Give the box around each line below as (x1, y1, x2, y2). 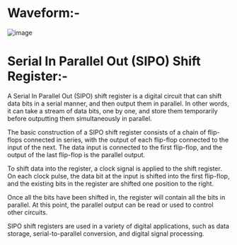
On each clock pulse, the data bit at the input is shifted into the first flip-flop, (7, 171, 230, 180)
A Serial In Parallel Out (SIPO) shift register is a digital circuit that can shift (7, 91, 222, 100)
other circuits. (7, 207, 48, 217)
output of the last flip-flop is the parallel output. (7, 150, 146, 159)
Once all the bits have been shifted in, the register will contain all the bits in (7, 193, 226, 201)
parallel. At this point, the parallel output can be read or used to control (7, 200, 214, 209)
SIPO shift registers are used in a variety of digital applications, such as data (7, 222, 230, 230)
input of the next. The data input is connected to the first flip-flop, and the (7, 143, 223, 152)
